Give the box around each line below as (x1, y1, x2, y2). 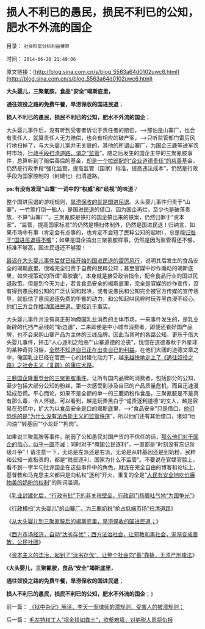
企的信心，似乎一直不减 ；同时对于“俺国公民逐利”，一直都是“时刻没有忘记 (6, 440, 190, 448)
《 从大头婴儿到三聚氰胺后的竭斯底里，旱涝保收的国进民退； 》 (6, 517, 162, 525)
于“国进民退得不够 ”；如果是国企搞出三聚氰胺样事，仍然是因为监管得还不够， (6, 236, 198, 243)
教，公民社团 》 (6, 538, 44, 545)
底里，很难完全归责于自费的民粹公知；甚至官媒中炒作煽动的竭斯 (27, 264, 188, 271)
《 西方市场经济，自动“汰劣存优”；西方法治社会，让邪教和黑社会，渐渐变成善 (6, 530, 198, 537)
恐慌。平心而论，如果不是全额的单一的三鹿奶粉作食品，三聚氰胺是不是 (16, 389, 193, 397)
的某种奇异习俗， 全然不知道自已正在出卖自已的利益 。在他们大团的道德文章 (6, 346, 193, 353)
